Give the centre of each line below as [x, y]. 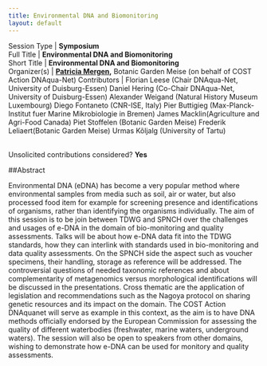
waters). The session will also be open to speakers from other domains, [126, 338]
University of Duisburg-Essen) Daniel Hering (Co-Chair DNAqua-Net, [122, 88]
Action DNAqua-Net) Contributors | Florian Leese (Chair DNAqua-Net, [123, 80]
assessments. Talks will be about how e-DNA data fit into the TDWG [120, 236]
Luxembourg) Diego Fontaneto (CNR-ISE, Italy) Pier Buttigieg [108, 105]
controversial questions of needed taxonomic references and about [119, 270]
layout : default [35, 23]
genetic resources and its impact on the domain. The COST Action [117, 304]
